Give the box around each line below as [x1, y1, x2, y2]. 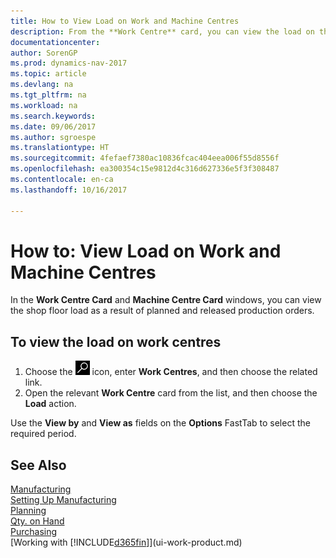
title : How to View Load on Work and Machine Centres [10, 16, 240, 26]
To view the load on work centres [10, 333, 222, 350]
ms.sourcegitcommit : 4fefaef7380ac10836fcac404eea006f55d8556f [10, 153, 280, 164]
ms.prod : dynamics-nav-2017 [10, 58, 128, 69]
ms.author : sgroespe [10, 132, 97, 142]
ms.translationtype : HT [10, 143, 110, 153]
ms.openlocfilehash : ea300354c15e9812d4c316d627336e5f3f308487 [10, 164, 280, 174]
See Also [10, 456, 67, 474]
